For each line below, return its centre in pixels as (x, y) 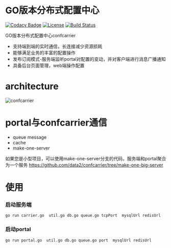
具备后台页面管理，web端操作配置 (48, 65)
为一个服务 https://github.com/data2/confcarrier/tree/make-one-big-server (84, 165)
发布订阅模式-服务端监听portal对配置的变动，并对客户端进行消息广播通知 (89, 59)
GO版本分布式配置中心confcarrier (41, 35)
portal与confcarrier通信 (56, 123)
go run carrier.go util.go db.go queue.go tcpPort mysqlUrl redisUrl (83, 216)
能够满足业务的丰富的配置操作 (44, 53)
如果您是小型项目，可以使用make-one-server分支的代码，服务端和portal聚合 (86, 158)
